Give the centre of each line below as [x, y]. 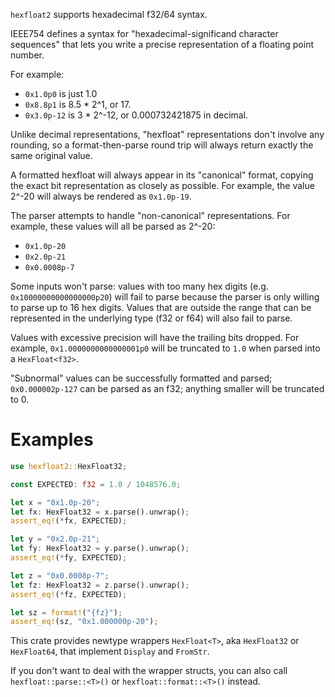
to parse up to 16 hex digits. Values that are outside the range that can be [161, 307]
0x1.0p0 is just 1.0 [61, 93]
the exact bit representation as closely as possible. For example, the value [162, 185]
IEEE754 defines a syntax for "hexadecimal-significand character [144, 33]
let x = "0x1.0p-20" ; [55, 502]
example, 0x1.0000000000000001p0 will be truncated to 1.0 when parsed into [165, 348]
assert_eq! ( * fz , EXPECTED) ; [69, 594]
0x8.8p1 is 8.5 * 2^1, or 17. [78, 104]
